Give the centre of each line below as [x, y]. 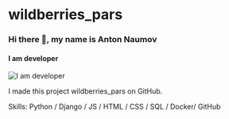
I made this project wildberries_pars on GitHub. [85, 91]
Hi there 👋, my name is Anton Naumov [83, 40]
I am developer [33, 58]
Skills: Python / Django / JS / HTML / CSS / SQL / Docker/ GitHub [114, 107]
